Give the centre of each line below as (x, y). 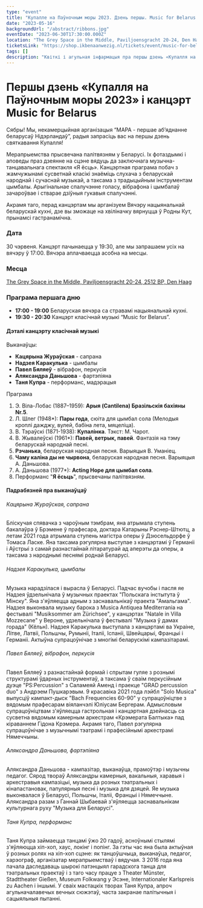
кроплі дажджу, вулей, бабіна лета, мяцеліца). (75, 425)
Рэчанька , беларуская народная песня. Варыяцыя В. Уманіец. (96, 451)
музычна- (162, 161)
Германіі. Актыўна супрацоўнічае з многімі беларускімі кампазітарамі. (98, 639)
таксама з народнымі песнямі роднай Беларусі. (68, 555)
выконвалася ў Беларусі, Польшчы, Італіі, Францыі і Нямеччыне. (90, 795)
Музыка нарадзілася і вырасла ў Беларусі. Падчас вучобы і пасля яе (95, 588)
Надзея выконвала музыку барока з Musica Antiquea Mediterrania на (95, 607)
